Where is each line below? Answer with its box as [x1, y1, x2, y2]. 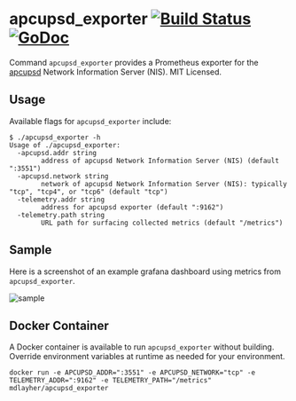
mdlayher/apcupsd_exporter [9, 384, 109, 393]
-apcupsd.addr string [17, 148, 97, 157]
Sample [9, 242, 52, 257]
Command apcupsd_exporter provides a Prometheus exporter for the [9, 57, 259, 67]
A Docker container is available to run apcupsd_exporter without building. [9, 342, 275, 352]
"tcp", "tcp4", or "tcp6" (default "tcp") [9, 187, 168, 196]
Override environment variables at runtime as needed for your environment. [9, 351, 285, 362]
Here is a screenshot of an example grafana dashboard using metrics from [9, 266, 282, 277]
